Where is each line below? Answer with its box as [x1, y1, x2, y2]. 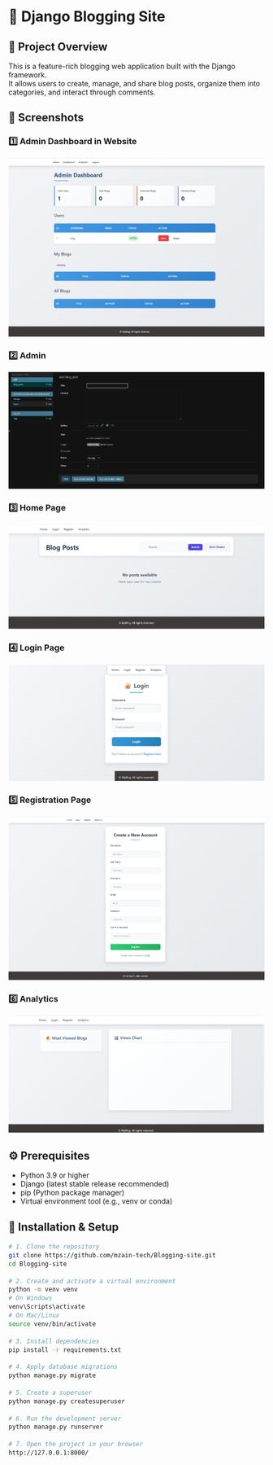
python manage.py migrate [8, 1371, 96, 1379]
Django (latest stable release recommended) [19, 1179, 170, 1189]
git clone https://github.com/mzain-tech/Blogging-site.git [8, 1251, 217, 1259]
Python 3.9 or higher [19, 1170, 89, 1180]
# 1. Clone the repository [8, 1243, 100, 1251]
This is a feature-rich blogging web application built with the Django [8, 61, 236, 71]
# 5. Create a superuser [8, 1388, 93, 1397]
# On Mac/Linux [8, 1311, 60, 1320]
